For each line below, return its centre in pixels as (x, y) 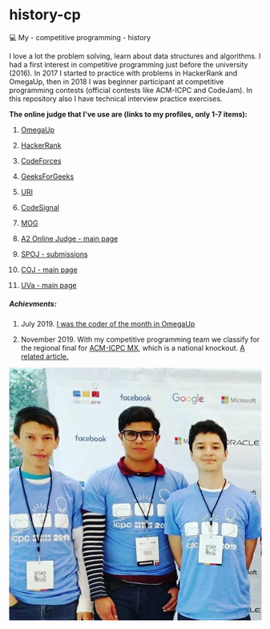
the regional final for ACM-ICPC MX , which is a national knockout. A (133, 347)
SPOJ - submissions (54, 254)
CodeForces (41, 160)
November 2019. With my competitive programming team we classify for (140, 339)
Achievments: (33, 303)
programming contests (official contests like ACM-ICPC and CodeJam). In (131, 90)
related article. (44, 356)
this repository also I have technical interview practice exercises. (116, 99)
